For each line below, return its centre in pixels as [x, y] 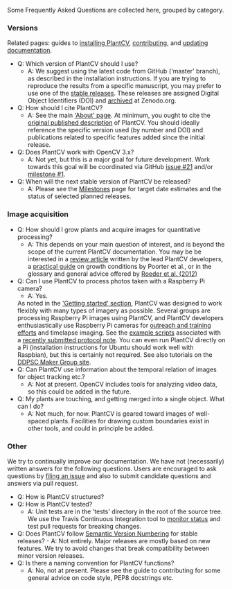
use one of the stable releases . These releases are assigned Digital [123, 94]
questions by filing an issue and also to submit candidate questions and [109, 476]
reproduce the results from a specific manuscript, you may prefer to [124, 86]
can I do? [30, 406]
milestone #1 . [46, 174]
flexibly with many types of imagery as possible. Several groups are [114, 310]
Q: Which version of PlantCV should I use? [78, 64]
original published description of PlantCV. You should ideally [114, 123]
